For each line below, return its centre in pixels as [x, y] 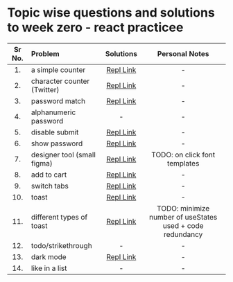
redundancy [183, 234]
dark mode [49, 256]
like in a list [49, 268]
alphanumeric [53, 112]
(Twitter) [45, 89]
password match [58, 100]
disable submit [55, 132]
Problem [45, 53]
